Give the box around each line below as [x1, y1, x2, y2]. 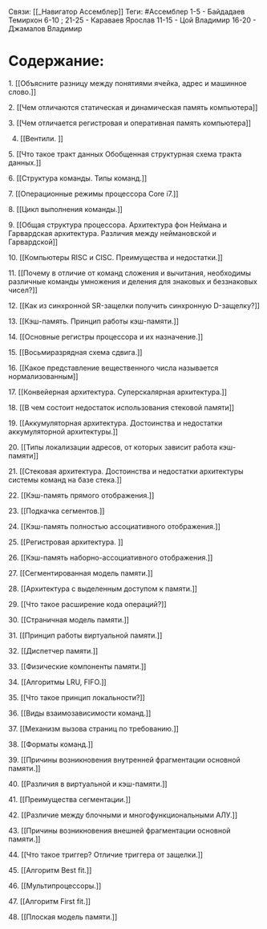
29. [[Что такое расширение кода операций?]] [8, 599, 167, 609]
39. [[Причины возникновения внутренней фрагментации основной [8, 755, 241, 764]
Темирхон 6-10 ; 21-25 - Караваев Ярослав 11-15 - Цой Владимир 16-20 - [8, 15, 257, 25]
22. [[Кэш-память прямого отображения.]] [8, 490, 155, 500]
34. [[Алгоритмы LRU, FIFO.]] [8, 677, 107, 687]
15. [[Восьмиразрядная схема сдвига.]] [8, 347, 143, 357]
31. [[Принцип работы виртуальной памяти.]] [8, 630, 163, 640]
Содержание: [8, 52, 104, 71]
